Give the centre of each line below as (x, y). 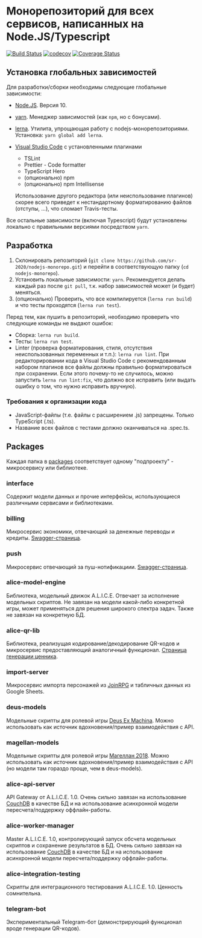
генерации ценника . (32, 657)
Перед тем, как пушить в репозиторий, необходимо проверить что (93, 317)
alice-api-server (31, 784)
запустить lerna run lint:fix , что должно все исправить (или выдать (105, 380)
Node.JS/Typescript (58, 37)
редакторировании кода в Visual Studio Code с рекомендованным (100, 360)
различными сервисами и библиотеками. (60, 503)
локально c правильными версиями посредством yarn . (78, 226)
